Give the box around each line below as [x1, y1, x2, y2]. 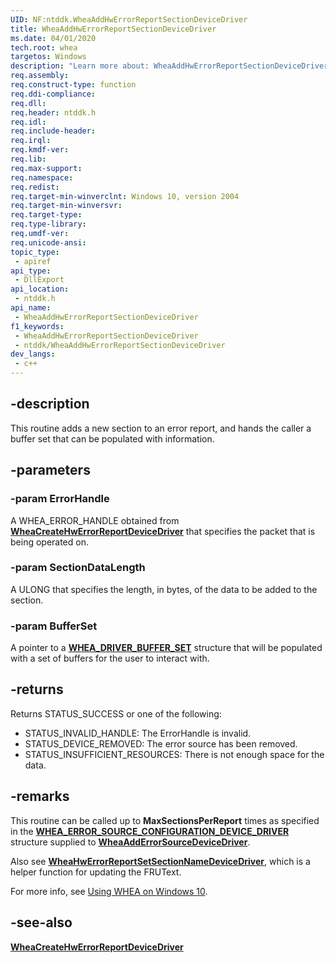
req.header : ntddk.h [10, 107, 97, 118]
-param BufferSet [10, 619, 98, 633]
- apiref [14, 256, 52, 266]
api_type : [10, 266, 52, 276]
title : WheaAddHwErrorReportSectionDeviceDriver [10, 24, 217, 34]
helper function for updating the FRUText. [10, 866, 182, 878]
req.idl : [10, 117, 47, 127]
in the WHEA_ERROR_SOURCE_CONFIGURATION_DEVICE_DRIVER [10, 825, 290, 837]
